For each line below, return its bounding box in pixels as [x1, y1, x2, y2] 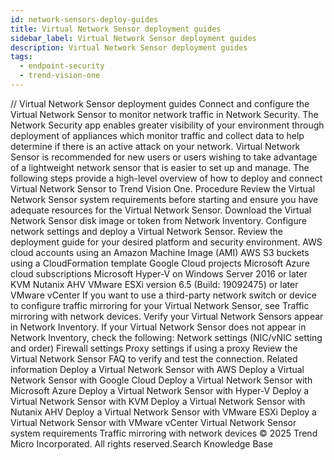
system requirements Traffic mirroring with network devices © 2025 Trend [10, 427, 318, 439]
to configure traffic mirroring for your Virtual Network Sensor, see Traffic [10, 299, 310, 311]
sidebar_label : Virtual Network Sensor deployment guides [10, 33, 257, 43]
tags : [10, 52, 33, 62]
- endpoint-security [19, 61, 105, 71]
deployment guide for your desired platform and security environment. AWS [10, 236, 323, 248]
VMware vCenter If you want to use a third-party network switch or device [10, 289, 317, 301]
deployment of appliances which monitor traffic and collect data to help [10, 129, 305, 141]
